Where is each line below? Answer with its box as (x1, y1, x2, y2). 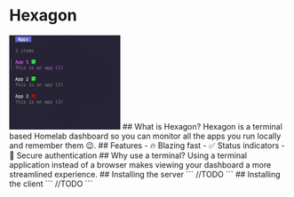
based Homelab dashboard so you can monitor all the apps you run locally (9, 130, 282, 142)
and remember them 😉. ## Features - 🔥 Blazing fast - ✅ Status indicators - (9, 140, 286, 151)
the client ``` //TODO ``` (9, 178, 93, 189)
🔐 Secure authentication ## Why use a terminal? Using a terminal (9, 150, 247, 161)
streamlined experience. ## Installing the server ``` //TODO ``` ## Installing (9, 169, 282, 180)
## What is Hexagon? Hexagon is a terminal (122, 122, 282, 132)
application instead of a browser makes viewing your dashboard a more (9, 160, 272, 170)
